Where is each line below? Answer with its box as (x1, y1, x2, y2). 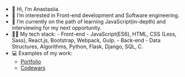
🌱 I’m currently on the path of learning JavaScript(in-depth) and (11, 18, 166, 25)
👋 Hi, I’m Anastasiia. (11, 6, 60, 12)
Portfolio (20, 58, 41, 65)
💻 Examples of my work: (11, 50, 72, 56)
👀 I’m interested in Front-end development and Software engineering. (11, 12, 180, 19)
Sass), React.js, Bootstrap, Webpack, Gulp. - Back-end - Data (11, 37, 161, 43)
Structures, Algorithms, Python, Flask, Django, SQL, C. (11, 43, 144, 50)
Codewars (20, 65, 46, 71)
